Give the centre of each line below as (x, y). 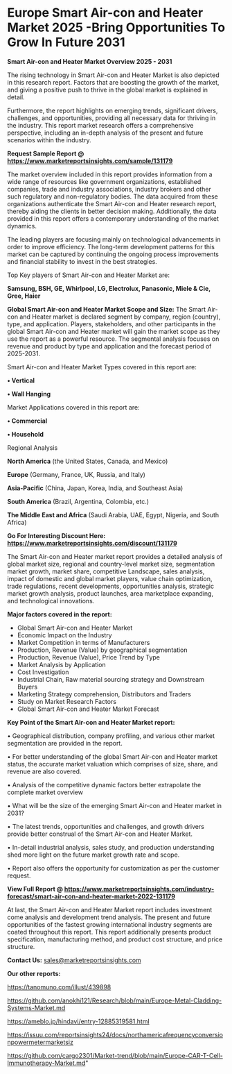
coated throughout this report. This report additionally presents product (109, 932)
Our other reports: (34, 973)
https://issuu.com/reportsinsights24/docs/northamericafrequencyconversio (115, 1034)
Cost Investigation (43, 672)
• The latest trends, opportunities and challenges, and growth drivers (106, 826)
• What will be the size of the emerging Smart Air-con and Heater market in (115, 805)
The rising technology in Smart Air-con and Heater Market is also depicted (113, 75)
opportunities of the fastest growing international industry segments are (110, 924)
